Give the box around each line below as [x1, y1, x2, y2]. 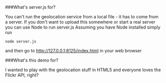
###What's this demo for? [5, 57, 58, 63]
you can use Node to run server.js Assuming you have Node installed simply [5, 24, 161, 30]
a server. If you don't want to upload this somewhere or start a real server [5, 19, 156, 25]
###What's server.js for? [5, 4, 56, 10]
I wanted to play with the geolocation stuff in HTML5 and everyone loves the [5, 67, 161, 73]
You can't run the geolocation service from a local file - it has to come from [5, 14, 159, 19]
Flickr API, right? [5, 72, 39, 78]
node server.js [5, 39, 37, 44]
